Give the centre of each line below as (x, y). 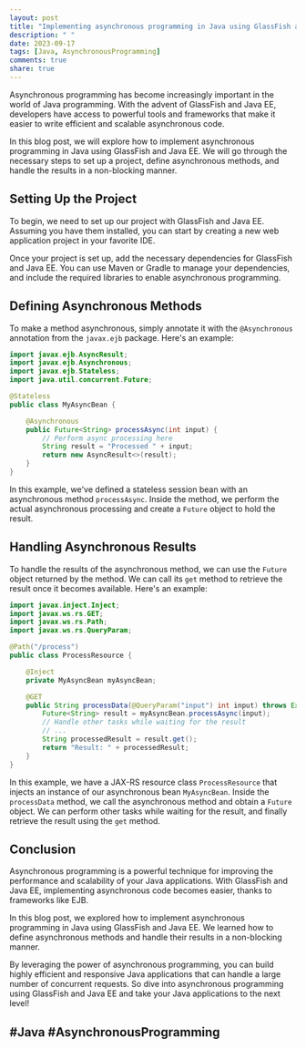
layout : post (34, 18)
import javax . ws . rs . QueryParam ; (71, 631)
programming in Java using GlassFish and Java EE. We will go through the (148, 150)
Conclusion (43, 849)
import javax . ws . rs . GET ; (56, 613)
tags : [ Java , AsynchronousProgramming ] (85, 52)
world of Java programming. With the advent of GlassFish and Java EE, (143, 104)
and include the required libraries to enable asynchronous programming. (145, 277)
